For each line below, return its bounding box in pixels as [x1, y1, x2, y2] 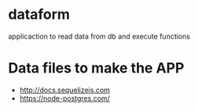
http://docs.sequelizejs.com [19, 85, 110, 94]
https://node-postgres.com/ [19, 93, 110, 103]
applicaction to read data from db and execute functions [8, 31, 191, 41]
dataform [8, 6, 71, 24]
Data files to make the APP [8, 59, 185, 77]
